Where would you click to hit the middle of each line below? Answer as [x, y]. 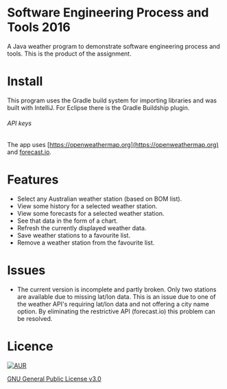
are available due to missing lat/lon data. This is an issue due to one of [116, 296]
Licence [30, 347]
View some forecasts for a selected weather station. [91, 214]
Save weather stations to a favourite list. [74, 236]
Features [33, 180]
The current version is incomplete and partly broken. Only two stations [117, 289]
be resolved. [35, 318]
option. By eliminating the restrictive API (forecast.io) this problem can [116, 311]
